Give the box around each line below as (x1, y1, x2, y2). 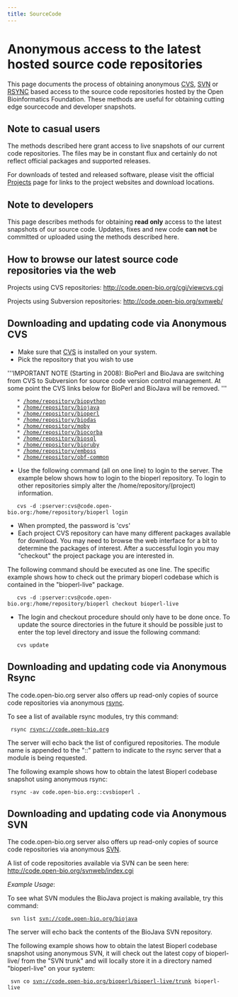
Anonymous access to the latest (7, 41, 201, 57)
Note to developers (7, 198, 93, 210)
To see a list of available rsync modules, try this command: (7, 712, 179, 721)
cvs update (16, 641, 50, 649)
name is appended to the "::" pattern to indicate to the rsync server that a (7, 745, 222, 754)
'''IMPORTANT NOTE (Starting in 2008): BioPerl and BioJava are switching (7, 369, 225, 377)
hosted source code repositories (7, 56, 203, 72)
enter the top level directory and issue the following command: (17, 627, 200, 636)
